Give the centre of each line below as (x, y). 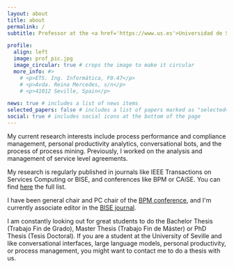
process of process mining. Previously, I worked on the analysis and (105, 151)
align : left (31, 52)
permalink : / (26, 26)
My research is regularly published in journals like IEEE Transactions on (109, 172)
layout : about (28, 14)
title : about (26, 20)
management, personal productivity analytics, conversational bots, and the (115, 143)
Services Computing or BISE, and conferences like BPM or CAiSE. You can (114, 179)
